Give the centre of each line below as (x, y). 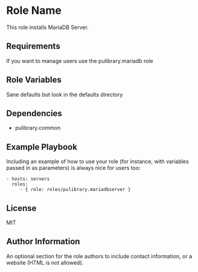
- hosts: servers (28, 179)
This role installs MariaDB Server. (47, 27)
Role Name (34, 11)
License (21, 208)
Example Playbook (42, 147)
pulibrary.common (38, 128)
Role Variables (34, 80)
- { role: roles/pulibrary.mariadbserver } (75, 190)
